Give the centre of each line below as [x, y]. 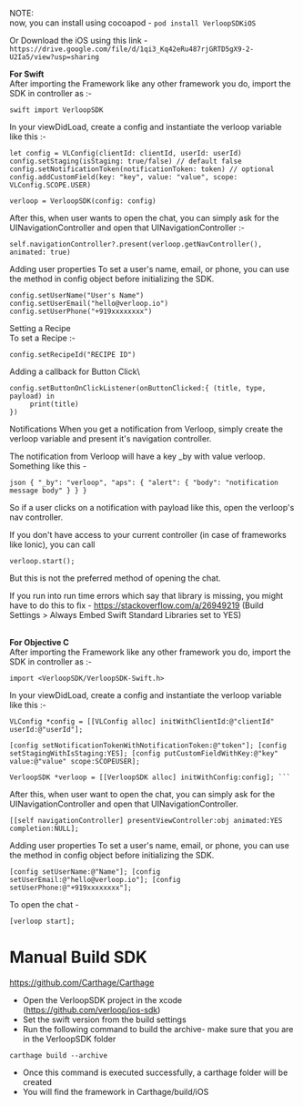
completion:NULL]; [44, 828]
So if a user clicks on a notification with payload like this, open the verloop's [152, 507]
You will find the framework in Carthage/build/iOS [116, 1091]
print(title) [54, 404]
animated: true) [40, 252]
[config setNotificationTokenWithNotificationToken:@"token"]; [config [148, 746]
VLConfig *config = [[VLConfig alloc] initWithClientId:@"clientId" [142, 722]
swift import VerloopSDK [56, 110]
